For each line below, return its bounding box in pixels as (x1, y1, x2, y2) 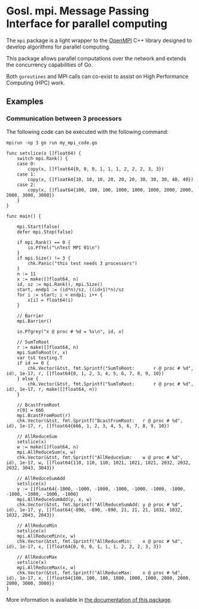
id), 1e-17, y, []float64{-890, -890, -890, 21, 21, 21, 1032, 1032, (6, 507, 183, 513)
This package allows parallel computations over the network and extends (6, 55, 186, 62)
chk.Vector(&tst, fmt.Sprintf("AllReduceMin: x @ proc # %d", (17, 538, 183, 544)
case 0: (17, 161, 36, 167)
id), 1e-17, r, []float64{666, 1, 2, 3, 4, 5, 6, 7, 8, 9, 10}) (6, 423, 170, 429)
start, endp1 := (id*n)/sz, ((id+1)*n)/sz (17, 287, 124, 293)
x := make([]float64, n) (17, 276, 79, 282)
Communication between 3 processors (6, 114, 122, 123)
